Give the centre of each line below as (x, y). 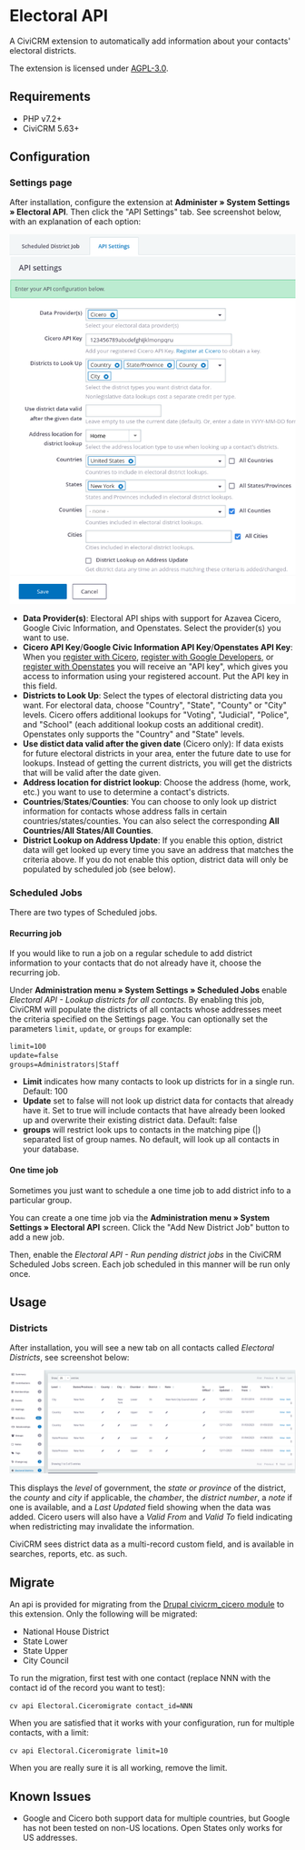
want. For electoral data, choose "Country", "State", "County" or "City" (155, 705)
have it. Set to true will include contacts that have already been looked (154, 1111)
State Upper (45, 1651)
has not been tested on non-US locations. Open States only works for (152, 1828)
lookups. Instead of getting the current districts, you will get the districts (157, 763)
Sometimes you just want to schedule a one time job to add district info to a (150, 1190)
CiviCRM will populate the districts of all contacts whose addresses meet (146, 1010)
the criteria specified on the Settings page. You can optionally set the (138, 1019)
